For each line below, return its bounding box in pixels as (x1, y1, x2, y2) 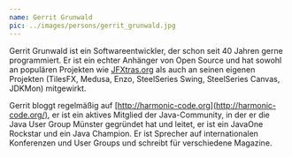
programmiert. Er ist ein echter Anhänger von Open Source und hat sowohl (9, 55, 282, 65)
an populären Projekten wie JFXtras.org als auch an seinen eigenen (9, 64, 256, 75)
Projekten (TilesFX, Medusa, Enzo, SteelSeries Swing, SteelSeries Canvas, (9, 73, 280, 84)
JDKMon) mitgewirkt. (9, 83, 87, 93)
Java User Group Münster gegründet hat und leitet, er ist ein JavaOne (9, 118, 264, 129)
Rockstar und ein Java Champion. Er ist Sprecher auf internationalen (9, 128, 259, 138)
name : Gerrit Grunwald (9, 12, 93, 22)
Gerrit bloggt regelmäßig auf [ (9, 100, 118, 110)
